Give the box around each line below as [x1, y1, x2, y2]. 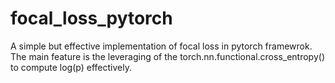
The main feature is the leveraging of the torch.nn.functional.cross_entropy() [10, 50, 325, 62]
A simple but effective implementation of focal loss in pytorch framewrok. [10, 40, 313, 52]
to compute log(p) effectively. [10, 61, 132, 73]
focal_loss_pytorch [10, 7, 173, 30]
